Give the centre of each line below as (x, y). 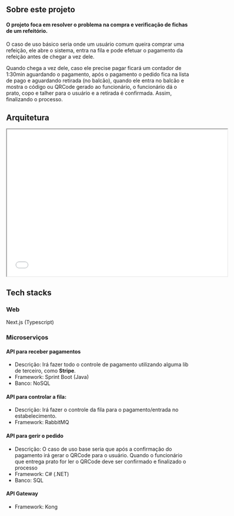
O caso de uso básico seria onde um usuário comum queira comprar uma (95, 44)
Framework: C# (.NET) (42, 474)
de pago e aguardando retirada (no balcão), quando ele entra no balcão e (95, 80)
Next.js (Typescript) (30, 322)
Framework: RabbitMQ (42, 422)
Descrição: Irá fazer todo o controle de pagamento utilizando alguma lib (101, 365)
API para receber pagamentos (44, 351)
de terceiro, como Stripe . (45, 371)
